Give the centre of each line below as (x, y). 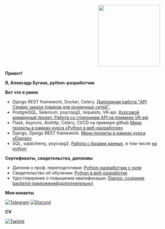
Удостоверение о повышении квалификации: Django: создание (78, 178)
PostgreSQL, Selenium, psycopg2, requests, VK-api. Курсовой (76, 112)
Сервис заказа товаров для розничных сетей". (61, 107)
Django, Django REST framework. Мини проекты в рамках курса (79, 133)
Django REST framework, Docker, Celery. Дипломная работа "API (80, 102)
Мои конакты (20, 193)
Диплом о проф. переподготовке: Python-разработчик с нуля (77, 168)
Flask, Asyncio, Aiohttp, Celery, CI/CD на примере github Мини (77, 123)
